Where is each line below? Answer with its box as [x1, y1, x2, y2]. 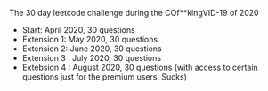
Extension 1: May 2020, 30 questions [21, 34, 158, 44]
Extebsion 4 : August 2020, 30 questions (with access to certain [21, 62, 258, 72]
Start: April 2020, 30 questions [21, 25, 135, 34]
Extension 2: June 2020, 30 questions [21, 43, 162, 54]
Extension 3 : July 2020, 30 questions [21, 53, 162, 63]
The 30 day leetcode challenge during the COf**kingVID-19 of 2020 [9, 8, 260, 18]
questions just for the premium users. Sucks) [21, 72, 187, 82]
